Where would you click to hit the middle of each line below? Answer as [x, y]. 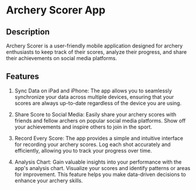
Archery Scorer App [56, 10]
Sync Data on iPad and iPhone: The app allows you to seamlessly [93, 91]
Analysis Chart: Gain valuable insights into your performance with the [98, 162]
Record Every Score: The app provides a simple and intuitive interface [99, 138]
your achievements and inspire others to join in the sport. [83, 127]
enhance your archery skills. [49, 180]
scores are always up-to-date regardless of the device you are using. [98, 103]
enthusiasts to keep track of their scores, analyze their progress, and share [97, 52]
